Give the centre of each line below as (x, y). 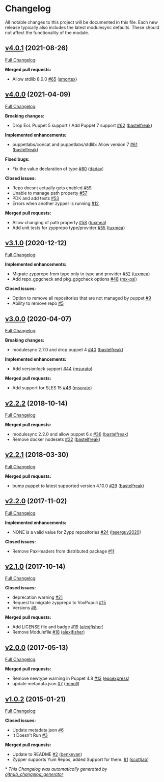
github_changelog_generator (34, 774)
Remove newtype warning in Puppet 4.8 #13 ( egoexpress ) (71, 678)
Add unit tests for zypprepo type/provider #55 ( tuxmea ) (68, 228)
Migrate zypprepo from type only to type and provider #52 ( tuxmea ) (81, 274)
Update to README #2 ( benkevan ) (47, 754)
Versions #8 (24, 608)
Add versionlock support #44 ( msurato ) (52, 369)
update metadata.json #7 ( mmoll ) (46, 684)
